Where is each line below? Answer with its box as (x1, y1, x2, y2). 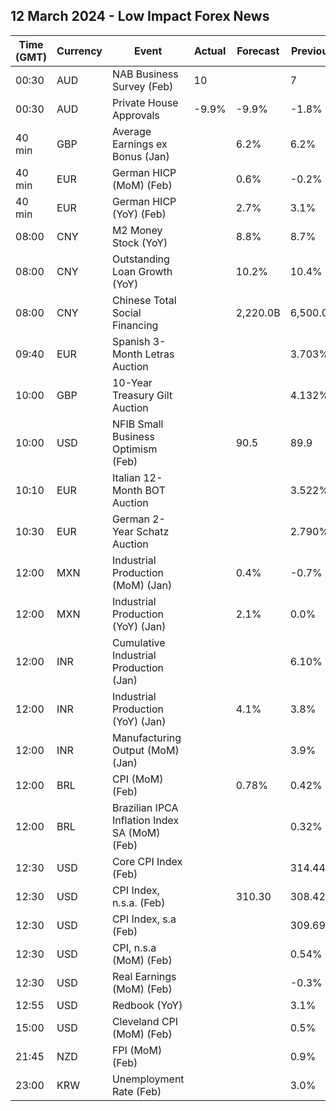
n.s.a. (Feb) (111, 895, 166, 909)
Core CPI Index (111, 854, 183, 868)
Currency (56, 44, 103, 58)
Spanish (111, 334, 151, 348)
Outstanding (111, 252, 170, 266)
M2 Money (111, 223, 163, 237)
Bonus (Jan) (111, 149, 170, 163)
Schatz (136, 524, 170, 538)
